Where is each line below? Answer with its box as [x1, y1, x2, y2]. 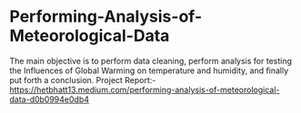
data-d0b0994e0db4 [9, 93, 89, 105]
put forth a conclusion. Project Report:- [9, 74, 156, 85]
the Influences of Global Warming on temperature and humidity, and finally [9, 65, 289, 76]
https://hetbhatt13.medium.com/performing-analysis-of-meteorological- [9, 84, 280, 95]
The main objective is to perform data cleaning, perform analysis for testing [9, 55, 293, 66]
